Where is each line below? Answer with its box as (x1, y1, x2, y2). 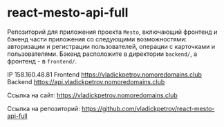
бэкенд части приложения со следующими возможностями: (7, 35, 187, 43)
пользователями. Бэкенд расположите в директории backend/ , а (7, 50, 198, 58)
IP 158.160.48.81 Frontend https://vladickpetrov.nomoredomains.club (7, 70, 203, 79)
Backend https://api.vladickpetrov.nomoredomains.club (7, 77, 165, 86)
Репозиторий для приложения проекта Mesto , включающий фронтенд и (7, 28, 218, 36)
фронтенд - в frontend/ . (7, 57, 77, 65)
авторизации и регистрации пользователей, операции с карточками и (7, 42, 216, 50)
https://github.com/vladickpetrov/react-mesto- (82, 104, 215, 113)
